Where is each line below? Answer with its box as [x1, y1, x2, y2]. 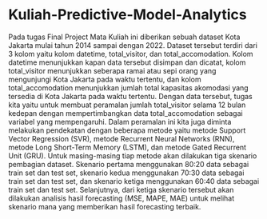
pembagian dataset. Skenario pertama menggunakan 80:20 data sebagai [8, 159, 249, 169]
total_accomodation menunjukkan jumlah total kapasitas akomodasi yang [8, 82, 249, 93]
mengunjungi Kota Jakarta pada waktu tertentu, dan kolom [8, 74, 201, 84]
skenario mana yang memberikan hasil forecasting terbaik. [8, 201, 201, 211]
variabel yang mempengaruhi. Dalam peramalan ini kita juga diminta [8, 117, 232, 126]
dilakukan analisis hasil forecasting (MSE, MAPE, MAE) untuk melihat [8, 193, 235, 203]
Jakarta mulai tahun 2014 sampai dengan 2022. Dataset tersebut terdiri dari [8, 40, 258, 50]
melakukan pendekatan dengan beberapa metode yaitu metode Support [8, 125, 246, 135]
